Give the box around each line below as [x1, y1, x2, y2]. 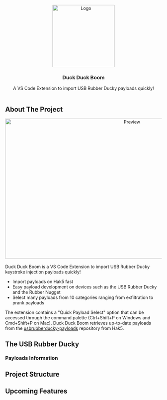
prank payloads [12, 300, 45, 306]
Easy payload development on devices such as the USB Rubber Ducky [12, 284, 157, 290]
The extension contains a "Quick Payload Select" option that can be [5, 309, 144, 315]
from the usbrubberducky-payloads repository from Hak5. [5, 325, 124, 331]
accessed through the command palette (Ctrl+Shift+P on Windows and [5, 315, 151, 321]
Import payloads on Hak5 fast [12, 278, 74, 285]
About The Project [5, 105, 63, 114]
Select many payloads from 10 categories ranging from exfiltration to [12, 294, 154, 300]
